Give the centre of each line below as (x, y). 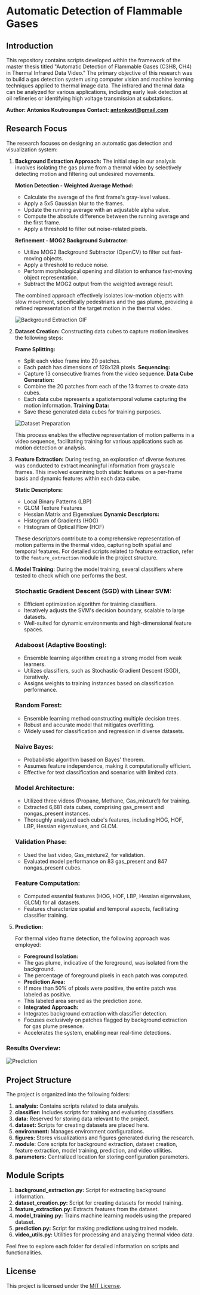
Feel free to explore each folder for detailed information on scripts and (93, 1246)
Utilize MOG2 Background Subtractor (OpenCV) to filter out (97, 252)
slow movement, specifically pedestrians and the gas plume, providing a (104, 302)
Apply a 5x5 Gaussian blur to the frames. (74, 203)
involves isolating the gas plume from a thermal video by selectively (98, 167)
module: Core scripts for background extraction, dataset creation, (96, 1144)
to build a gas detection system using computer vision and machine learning (100, 79)
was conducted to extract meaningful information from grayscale (95, 466)
